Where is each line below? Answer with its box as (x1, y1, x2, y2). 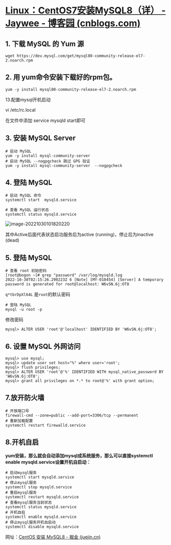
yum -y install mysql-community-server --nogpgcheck (5, 163, 123, 168)
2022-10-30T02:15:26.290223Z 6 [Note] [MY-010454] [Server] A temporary (5, 277, 164, 282)
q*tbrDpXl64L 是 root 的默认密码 (5, 291, 71, 298)
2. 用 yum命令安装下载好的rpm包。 (5, 73, 117, 82)
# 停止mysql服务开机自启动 (5, 519, 56, 525)
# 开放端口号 (5, 408, 29, 413)
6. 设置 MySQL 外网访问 (5, 342, 81, 351)
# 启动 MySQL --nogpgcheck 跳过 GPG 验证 (5, 158, 91, 164)
